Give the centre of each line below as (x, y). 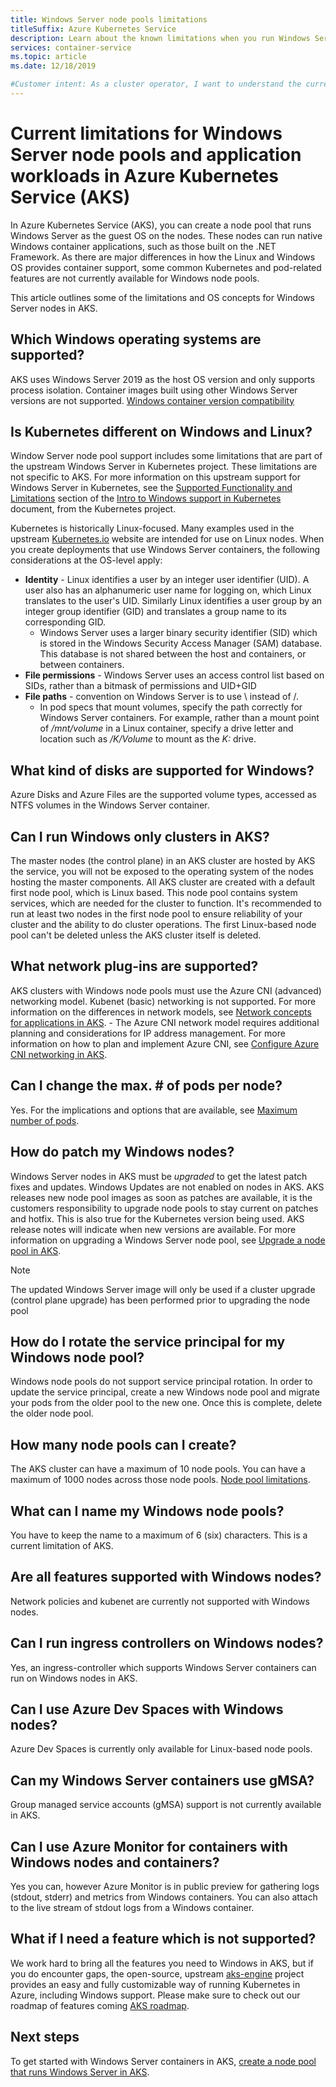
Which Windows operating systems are (136, 339)
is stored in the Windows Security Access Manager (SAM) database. (181, 643)
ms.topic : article (48, 57)
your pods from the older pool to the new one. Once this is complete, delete (166, 1403)
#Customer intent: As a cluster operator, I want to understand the (156, 84)
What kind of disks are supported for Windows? (162, 770)
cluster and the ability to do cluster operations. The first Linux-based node (163, 925)
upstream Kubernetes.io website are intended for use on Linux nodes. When (167, 539)
